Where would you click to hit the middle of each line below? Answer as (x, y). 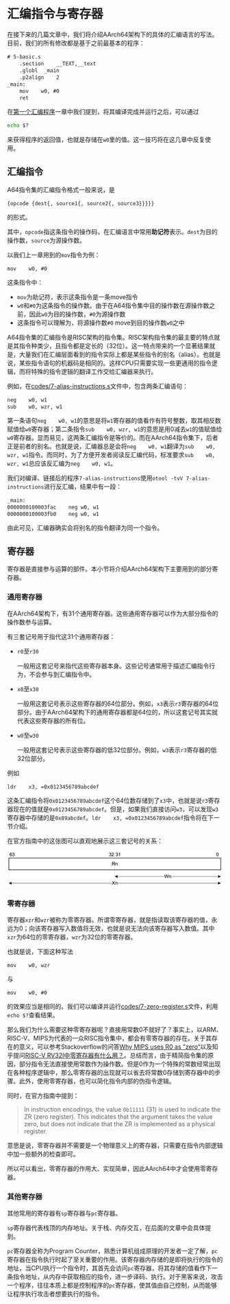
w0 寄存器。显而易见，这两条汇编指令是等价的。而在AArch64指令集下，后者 (113, 437)
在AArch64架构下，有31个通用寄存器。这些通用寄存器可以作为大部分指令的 (113, 613)
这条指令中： (25, 282)
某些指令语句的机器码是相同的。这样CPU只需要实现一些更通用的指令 (115, 363)
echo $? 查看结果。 (33, 1015)
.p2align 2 (39, 77)
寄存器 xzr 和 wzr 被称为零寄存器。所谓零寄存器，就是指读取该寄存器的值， (109, 920)
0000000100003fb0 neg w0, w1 (53, 514)
